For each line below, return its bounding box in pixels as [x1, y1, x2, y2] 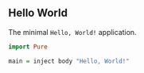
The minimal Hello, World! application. [8, 27, 137, 36]
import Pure [8, 43, 48, 51]
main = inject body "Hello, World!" [8, 57, 130, 65]
